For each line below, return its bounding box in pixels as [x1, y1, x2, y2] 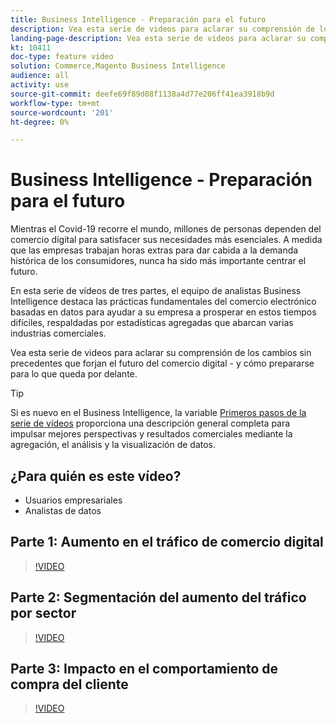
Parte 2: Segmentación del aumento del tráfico [10, 589, 307, 606]
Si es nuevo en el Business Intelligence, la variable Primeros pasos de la [10, 407, 307, 419]
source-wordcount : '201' [10, 107, 114, 118]
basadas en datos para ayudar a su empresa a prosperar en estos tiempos [10, 306, 317, 318]
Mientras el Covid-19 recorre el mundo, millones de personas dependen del [10, 223, 322, 235]
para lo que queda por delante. [10, 368, 138, 380]
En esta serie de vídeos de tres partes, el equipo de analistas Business [10, 285, 302, 297]
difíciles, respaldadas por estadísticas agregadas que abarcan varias [10, 317, 294, 329]
